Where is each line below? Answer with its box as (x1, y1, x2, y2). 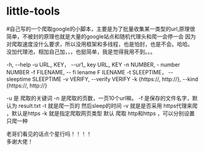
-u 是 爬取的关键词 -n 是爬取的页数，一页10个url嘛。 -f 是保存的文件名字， (6, 94, 193, 102)
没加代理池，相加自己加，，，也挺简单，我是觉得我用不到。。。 (6, 47, 156, 55)
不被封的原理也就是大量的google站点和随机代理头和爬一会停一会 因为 (22, 32, 196, 40)
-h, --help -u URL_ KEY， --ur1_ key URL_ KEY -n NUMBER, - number (6, 61, 180, 68)
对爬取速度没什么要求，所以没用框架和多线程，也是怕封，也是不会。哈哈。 (6, 40, 193, 47)
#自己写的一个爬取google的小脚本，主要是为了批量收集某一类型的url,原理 (6, 25, 190, 32)
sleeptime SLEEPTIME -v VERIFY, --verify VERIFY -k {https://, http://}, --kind (6, 75, 199, 83)
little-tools (6, 4, 60, 18)
